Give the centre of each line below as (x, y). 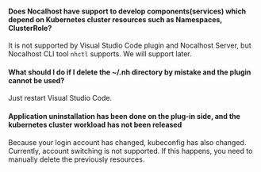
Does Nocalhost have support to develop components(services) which (127, 11)
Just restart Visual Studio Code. (60, 98)
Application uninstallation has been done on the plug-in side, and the (124, 116)
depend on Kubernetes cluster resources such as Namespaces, (115, 19)
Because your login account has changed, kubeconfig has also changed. (127, 142)
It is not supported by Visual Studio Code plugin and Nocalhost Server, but (130, 46)
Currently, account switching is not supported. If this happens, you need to (130, 151)
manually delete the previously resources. (77, 159)
